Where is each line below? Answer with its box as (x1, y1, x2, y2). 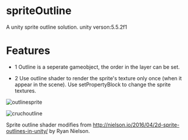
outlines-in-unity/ (6, 127, 48, 134)
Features (6, 44, 51, 57)
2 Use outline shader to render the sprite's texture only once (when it (14, 74, 182, 81)
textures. (14, 87, 36, 94)
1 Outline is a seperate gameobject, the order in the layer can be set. (14, 63, 180, 70)
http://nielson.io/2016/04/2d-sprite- (93, 121, 180, 128)
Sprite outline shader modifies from (6, 121, 92, 128)
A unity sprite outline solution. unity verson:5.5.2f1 (6, 23, 127, 30)
